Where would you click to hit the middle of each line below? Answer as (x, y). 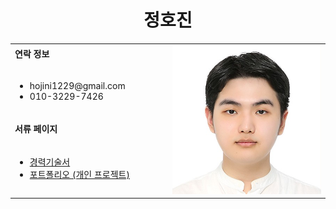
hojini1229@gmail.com (77, 86)
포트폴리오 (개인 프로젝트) (79, 175)
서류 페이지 (36, 128)
